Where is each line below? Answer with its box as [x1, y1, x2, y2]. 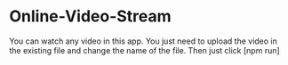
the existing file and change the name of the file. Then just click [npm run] [9, 45, 280, 55]
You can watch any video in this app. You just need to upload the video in [9, 36, 278, 46]
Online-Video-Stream [9, 6, 172, 27]
